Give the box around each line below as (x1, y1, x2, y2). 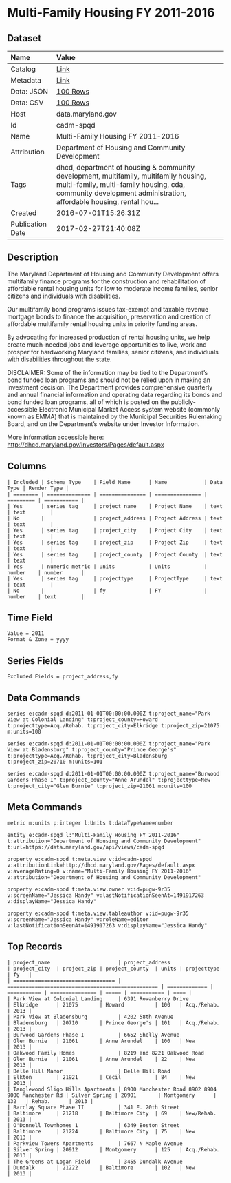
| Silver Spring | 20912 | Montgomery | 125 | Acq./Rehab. (7, 1146, 220, 1153)
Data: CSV (10, 98, 44, 108)
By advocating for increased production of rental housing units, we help (7, 333, 210, 341)
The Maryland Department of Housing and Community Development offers (7, 270, 219, 278)
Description (7, 252, 58, 263)
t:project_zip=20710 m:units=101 (7, 758, 103, 766)
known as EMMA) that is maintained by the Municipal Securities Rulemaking (7, 412, 222, 421)
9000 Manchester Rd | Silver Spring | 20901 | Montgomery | (7, 1091, 217, 1099)
